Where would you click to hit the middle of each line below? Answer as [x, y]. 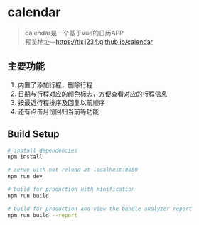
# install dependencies [43, 150]
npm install [25, 157]
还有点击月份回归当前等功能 [58, 111]
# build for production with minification [71, 190]
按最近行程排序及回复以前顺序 [61, 102]
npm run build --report [43, 215]
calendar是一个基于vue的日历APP [74, 33]
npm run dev [25, 177]
